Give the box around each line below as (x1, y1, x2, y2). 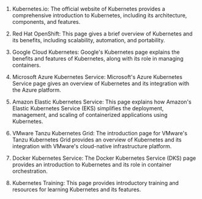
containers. (12, 61, 41, 69)
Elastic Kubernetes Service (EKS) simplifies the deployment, (12, 105, 164, 112)
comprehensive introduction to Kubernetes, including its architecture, (12, 12, 187, 19)
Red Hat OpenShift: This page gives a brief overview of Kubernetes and (12, 30, 193, 37)
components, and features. (12, 18, 81, 25)
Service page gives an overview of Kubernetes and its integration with (12, 80, 190, 87)
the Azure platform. (12, 86, 61, 94)
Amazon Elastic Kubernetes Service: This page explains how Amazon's (12, 98, 192, 105)
